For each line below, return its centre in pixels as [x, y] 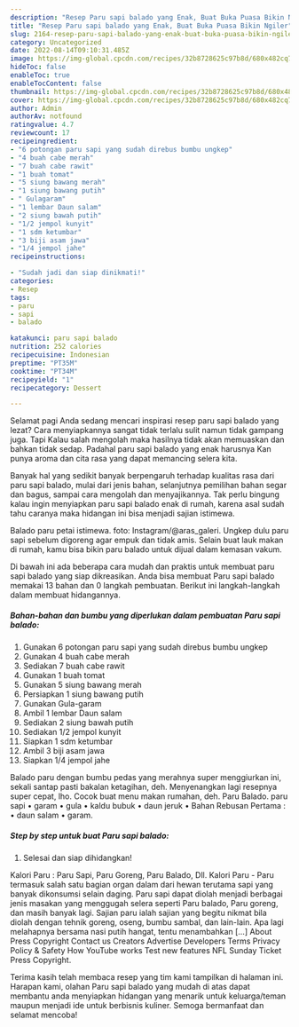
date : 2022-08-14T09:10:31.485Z [70, 51]
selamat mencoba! [44, 1015]
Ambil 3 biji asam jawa [64, 751]
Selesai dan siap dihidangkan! [77, 858]
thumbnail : [30, 91]
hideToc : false [38, 67]
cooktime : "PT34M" [44, 371]
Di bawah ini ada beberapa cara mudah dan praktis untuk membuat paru [142, 567]
